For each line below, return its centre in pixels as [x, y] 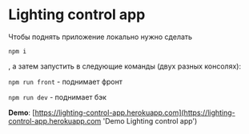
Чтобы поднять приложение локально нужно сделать [100, 37]
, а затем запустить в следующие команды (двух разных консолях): [125, 66]
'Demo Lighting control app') [150, 120]
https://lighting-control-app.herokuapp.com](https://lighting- [135, 112]
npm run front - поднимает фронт [65, 81]
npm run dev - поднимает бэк [57, 97]
